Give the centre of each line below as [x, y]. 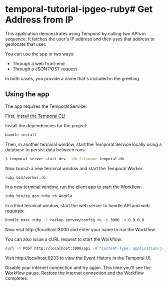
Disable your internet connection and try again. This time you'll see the [78, 268]
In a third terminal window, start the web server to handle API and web [77, 206]
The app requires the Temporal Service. [46, 106]
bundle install [21, 135]
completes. [17, 278]
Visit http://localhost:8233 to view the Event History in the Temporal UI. [78, 258]
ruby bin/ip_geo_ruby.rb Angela [39, 196]
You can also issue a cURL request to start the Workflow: [64, 239]
